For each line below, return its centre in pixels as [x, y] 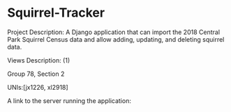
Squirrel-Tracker [56, 13]
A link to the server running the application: [69, 101]
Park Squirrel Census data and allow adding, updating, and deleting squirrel [116, 39]
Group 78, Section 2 [36, 74]
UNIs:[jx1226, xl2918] [38, 87]
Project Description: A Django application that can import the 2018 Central [114, 32]
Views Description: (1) [39, 60]
